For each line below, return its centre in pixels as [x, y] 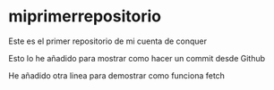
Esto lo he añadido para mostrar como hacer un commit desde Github [137, 58]
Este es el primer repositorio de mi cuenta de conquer [108, 41]
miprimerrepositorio [85, 16]
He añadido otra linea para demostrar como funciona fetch [117, 75]
